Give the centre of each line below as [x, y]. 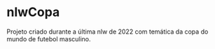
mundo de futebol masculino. [49, 38]
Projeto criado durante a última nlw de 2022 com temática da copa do [107, 31]
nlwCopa [33, 12]
